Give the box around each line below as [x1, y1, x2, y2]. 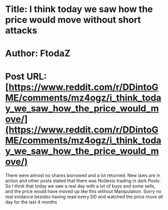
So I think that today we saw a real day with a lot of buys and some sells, [5, 183, 156, 189]
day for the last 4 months [5, 199, 57, 205]
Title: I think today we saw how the [5, 4, 153, 15]
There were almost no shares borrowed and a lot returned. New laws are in [5, 172, 160, 178]
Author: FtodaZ [5, 48, 70, 59]
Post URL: [5, 71, 47, 82]
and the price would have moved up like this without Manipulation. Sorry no [5, 188, 162, 194]
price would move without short [5, 14, 141, 26]
